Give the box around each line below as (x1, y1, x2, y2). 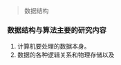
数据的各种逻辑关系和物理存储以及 (17, 51, 115, 59)
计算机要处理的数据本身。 (17, 42, 91, 51)
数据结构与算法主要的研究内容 (7, 25, 107, 35)
